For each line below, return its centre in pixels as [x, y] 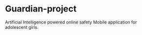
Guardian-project [41, 9]
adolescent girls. [22, 27]
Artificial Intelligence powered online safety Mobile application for [71, 22]
